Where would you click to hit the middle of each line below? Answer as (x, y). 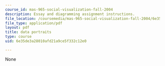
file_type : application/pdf (34, 23)
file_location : (21, 18)
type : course (18, 37)
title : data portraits (28, 32)
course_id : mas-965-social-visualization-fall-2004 (59, 9)
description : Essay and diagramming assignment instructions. (70, 14)
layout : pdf (17, 28)
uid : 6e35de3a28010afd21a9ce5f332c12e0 (46, 41)
